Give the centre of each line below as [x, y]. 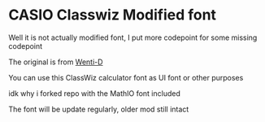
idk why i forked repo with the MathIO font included [95, 93]
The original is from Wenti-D [56, 62]
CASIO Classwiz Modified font [113, 15]
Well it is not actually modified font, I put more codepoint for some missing [133, 37]
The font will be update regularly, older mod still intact [99, 109]
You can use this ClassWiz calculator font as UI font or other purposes [126, 77]
